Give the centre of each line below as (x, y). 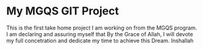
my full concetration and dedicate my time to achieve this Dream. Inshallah (100, 40)
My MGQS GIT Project (62, 11)
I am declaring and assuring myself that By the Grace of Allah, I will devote (100, 34)
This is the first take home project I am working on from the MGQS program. (102, 28)
